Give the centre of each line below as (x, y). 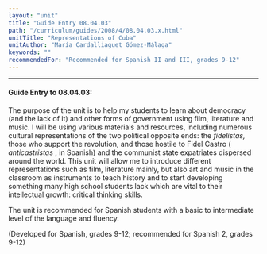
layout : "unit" (33, 15)
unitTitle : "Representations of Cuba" (72, 38)
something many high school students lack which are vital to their (116, 187)
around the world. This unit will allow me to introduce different (110, 161)
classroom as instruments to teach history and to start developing (116, 178)
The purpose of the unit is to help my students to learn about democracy (127, 110)
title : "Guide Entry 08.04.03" (60, 23)
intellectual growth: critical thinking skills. (75, 194)
